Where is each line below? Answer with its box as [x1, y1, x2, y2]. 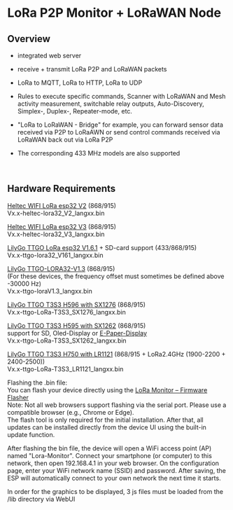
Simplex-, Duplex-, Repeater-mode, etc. [17, 107, 133, 115]
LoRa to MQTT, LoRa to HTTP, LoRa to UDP [17, 78, 143, 87]
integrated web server [17, 51, 82, 60]
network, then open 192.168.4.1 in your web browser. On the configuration [7, 459, 219, 467]
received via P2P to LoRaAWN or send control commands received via [17, 128, 220, 136]
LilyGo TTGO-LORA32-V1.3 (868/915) [7, 264, 115, 273]
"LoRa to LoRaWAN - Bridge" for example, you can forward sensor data [17, 120, 224, 129]
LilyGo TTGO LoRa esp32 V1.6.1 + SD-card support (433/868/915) [7, 243, 197, 251]
